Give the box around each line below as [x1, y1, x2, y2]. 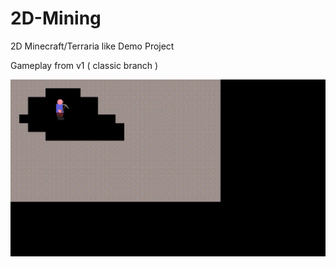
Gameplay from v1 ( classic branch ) [10, 59, 159, 71]
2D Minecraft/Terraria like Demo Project [10, 40, 175, 52]
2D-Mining [10, 7, 102, 30]
